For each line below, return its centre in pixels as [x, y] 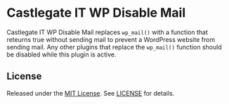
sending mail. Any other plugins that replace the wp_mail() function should [114, 47]
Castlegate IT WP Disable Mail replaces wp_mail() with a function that [107, 32]
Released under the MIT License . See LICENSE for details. [91, 93]
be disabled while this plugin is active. [61, 54]
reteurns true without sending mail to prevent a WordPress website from [111, 39]
